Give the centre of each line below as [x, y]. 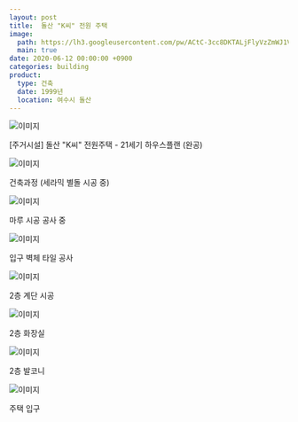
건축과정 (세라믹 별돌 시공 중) [59, 183]
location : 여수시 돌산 [54, 100]
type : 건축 [35, 83]
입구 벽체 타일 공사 [41, 258]
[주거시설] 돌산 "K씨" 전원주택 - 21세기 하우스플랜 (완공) [106, 145]
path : [27, 42]
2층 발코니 [27, 371]
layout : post [33, 17]
